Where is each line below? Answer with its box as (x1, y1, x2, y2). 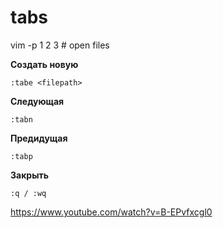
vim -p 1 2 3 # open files (10, 39, 110, 51)
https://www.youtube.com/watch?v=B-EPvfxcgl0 (10, 206, 213, 218)
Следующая (10, 95, 65, 107)
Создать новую (10, 58, 79, 70)
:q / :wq (10, 188, 47, 198)
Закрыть (10, 169, 49, 181)
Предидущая (10, 132, 68, 144)
